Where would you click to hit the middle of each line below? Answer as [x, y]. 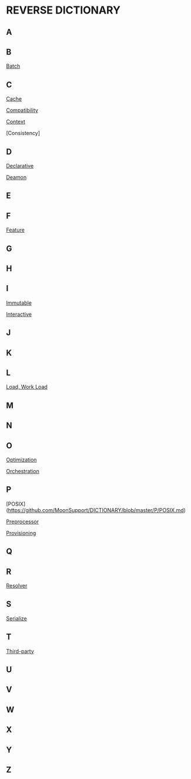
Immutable [19, 303]
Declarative [20, 166]
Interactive [19, 314]
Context [16, 122]
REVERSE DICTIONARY [63, 10]
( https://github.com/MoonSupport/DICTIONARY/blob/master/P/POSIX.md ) [96, 510]
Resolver [17, 586]
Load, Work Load [27, 387]
